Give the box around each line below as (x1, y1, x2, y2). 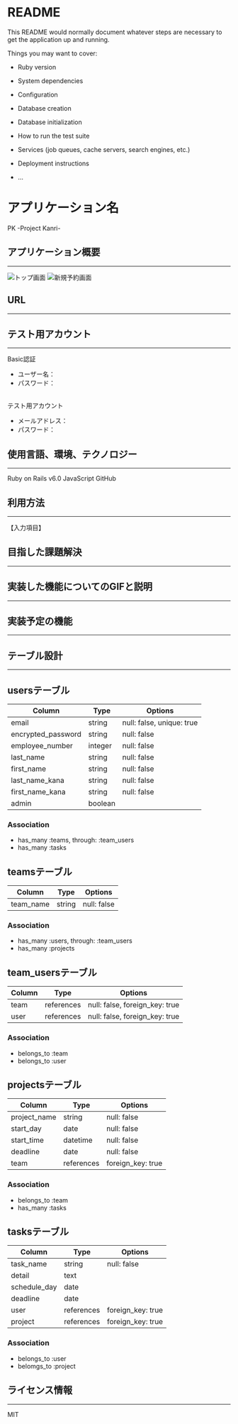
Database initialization (17, 118, 83, 126)
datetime (63, 1135, 93, 1145)
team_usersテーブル (7, 966, 97, 978)
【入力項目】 (7, 523, 45, 532)
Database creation (17, 104, 72, 112)
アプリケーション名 (7, 200, 119, 217)
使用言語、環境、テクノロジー (7, 448, 137, 460)
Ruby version (17, 62, 57, 71)
